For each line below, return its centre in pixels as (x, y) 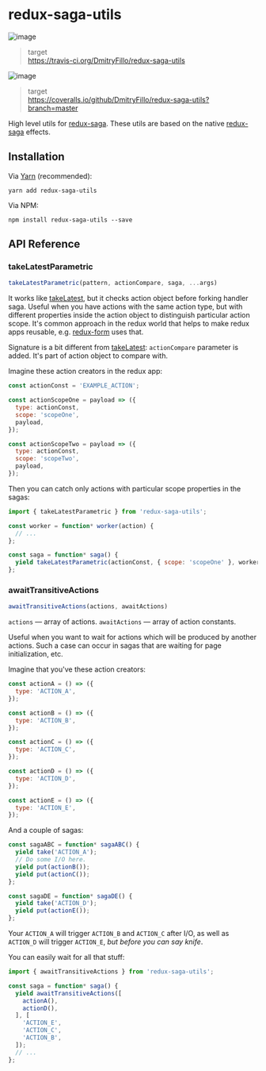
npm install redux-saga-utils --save (70, 220)
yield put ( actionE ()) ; (53, 911)
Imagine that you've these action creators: (77, 669)
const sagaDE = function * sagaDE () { (70, 896)
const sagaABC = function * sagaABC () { (74, 845)
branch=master (53, 108)
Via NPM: (24, 205)
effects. (38, 132)
